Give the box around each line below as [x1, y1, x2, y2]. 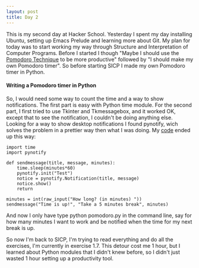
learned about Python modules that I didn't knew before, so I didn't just [6, 248, 180, 256]
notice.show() [17, 180, 52, 187]
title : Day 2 [6, 14, 39, 20]
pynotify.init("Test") [17, 170, 73, 176]
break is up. [6, 224, 35, 231]
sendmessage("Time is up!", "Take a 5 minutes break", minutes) [6, 201, 169, 208]
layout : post [6, 8, 39, 15]
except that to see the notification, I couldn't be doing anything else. [6, 114, 173, 121]
